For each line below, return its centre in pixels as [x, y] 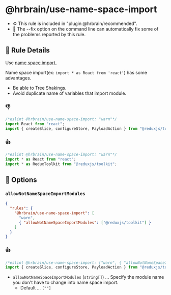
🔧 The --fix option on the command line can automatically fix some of [85, 29]
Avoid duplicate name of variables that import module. [69, 93]
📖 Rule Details [27, 50]
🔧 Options [21, 180]
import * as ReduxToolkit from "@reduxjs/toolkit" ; [61, 164]
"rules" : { [21, 208]
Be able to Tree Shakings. [39, 88]
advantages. [18, 78]
